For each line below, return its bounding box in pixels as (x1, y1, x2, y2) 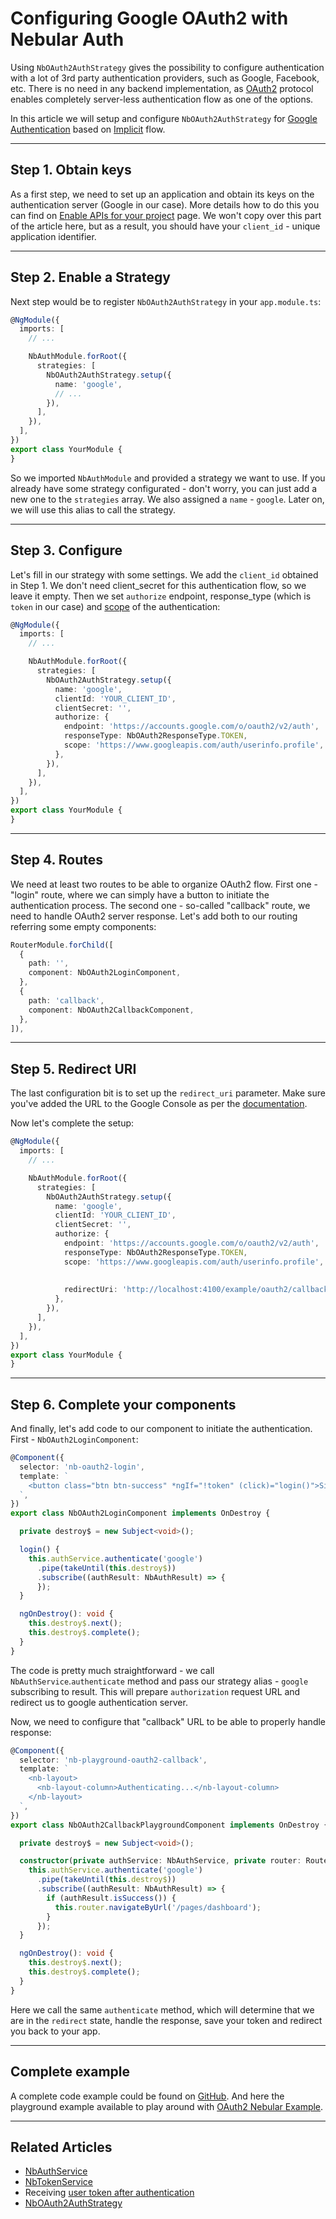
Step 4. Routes (10, 852, 104, 869)
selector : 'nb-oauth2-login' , (19, 1462, 145, 1472)
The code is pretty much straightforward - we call (10, 1664, 215, 1676)
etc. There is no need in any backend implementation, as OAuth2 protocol (10, 82, 314, 94)
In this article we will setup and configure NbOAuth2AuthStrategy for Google (10, 112, 318, 124)
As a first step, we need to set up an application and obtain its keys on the (10, 188, 315, 200)
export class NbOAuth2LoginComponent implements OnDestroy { (10, 1508, 271, 1519)
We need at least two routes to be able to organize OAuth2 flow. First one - (10, 878, 319, 890)
